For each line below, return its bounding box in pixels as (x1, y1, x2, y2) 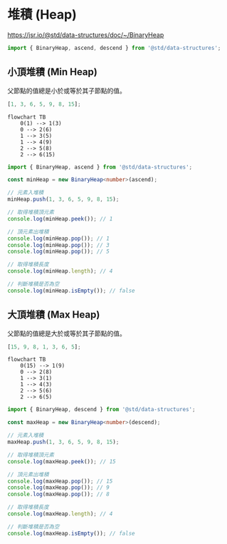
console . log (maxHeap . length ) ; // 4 (7, 510, 113, 518)
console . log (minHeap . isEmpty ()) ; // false (7, 287, 135, 294)
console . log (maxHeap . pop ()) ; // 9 (7, 484, 110, 491)
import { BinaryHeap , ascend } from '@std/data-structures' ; (7, 163, 193, 171)
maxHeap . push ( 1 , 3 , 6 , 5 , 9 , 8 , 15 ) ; (7, 438, 120, 446)
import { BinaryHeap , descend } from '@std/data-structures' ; (7, 406, 196, 413)
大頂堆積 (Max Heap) (7, 308, 100, 321)
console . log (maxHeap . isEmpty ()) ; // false (7, 530, 135, 537)
